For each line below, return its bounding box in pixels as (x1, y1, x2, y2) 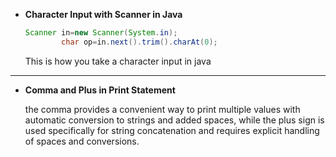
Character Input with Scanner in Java (24, 9, 183, 20)
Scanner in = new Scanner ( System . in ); (24, 28, 178, 38)
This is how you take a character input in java (24, 55, 212, 67)
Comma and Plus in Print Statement (24, 84, 176, 96)
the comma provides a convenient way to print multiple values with (24, 103, 301, 115)
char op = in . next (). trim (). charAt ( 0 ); (61, 37, 218, 47)
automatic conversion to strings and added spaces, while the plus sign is (24, 114, 325, 126)
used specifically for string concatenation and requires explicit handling (24, 124, 320, 136)
